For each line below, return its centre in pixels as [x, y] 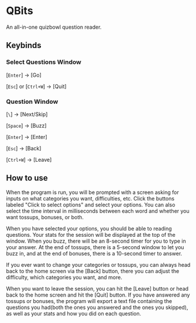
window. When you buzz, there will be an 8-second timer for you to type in [96, 241]
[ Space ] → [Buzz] [26, 125]
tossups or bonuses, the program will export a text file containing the [89, 301]
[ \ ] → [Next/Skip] [27, 114]
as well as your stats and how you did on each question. [74, 313]
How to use [27, 178]
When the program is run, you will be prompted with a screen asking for [93, 192]
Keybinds [24, 45]
